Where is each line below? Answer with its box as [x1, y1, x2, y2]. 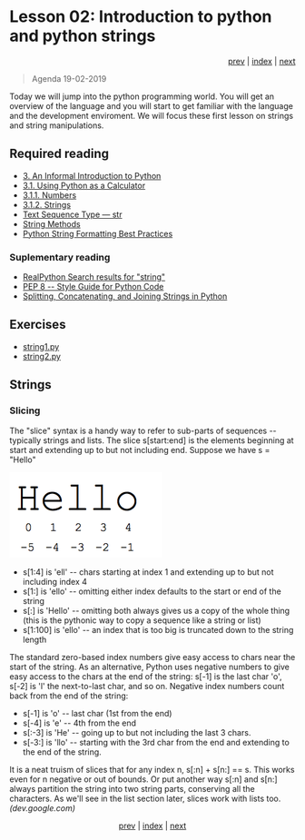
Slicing [9, 404, 41, 417]
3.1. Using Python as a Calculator [22, 180, 146, 191]
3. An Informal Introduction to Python [22, 170, 162, 181]
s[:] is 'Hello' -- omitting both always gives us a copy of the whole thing [22, 605, 290, 616]
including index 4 [22, 576, 88, 587]
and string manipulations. [9, 120, 104, 131]
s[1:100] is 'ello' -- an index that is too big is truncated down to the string [22, 624, 294, 635]
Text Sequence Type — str [22, 209, 123, 220]
